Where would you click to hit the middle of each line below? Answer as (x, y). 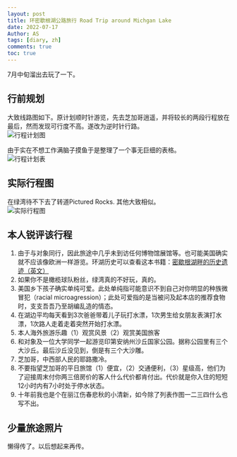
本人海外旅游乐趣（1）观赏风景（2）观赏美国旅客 (89, 332)
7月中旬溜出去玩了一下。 (43, 74)
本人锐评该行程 (40, 235)
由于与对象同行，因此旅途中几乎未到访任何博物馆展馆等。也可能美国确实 (122, 253)
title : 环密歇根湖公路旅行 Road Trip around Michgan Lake (89, 21)
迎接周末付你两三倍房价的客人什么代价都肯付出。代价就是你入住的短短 (126, 377)
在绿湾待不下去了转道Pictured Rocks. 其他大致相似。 (84, 202)
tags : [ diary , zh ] (34, 40)
